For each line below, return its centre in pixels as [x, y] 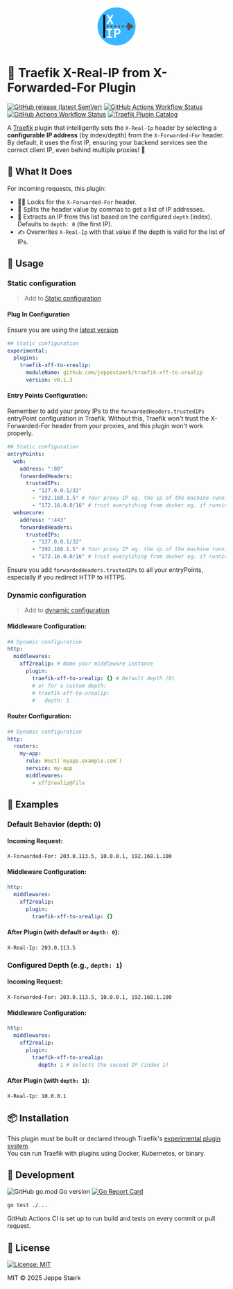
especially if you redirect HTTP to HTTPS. [67, 578]
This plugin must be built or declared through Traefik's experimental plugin [114, 1138]
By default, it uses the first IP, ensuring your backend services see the [107, 142]
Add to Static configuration [63, 298]
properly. [20, 433]
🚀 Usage [25, 263]
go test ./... [28, 1205]
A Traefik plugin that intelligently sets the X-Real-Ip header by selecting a [112, 128]
